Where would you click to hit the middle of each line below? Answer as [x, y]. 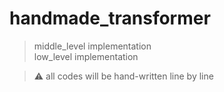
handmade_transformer [110, 18]
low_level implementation [86, 56]
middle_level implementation [92, 46]
